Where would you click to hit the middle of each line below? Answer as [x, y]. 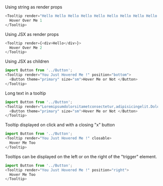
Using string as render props [34, 7]
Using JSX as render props [32, 34]
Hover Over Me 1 [26, 20]
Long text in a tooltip [25, 93]
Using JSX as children [27, 61]
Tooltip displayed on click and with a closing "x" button [60, 125]
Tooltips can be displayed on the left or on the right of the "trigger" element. [81, 156]
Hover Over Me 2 [26, 48]
